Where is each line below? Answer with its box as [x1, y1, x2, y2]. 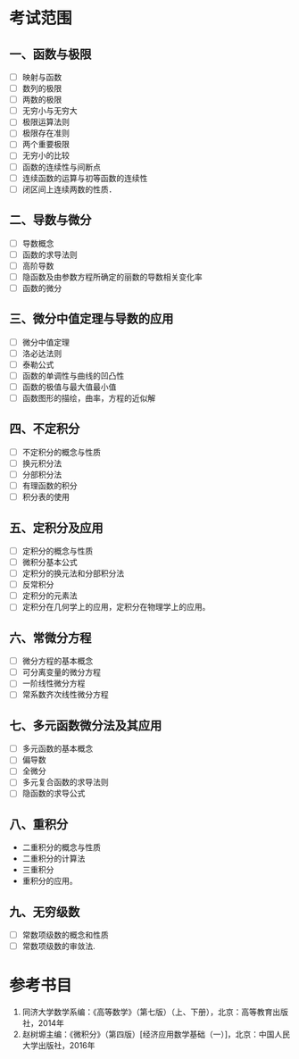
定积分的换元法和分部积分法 [21, 568, 125, 579]
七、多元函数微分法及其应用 [9, 718, 162, 733]
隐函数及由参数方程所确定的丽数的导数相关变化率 [21, 271, 203, 282]
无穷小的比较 [21, 150, 70, 161]
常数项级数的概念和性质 [21, 930, 109, 940]
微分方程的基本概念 [21, 655, 94, 666]
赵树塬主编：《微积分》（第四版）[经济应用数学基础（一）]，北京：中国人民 [21, 1029, 291, 1040]
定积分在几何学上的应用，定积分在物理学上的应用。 [21, 602, 211, 613]
